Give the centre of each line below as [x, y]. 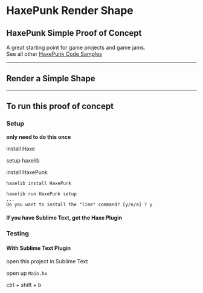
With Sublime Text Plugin [39, 248]
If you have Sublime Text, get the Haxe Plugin [64, 218]
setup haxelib [23, 160]
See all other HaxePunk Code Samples [54, 54]
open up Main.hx [27, 273]
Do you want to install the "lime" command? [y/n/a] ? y [79, 204]
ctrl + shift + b [24, 285]
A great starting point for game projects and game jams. [76, 47]
